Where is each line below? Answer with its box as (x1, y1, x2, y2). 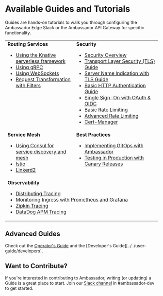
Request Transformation (16, 76, 71, 83)
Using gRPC (16, 64, 43, 70)
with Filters (16, 82, 41, 88)
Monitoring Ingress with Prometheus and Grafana (16, 196, 128, 203)
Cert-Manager (84, 118, 118, 125)
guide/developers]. (5, 248, 43, 254)
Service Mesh (7, 131, 40, 138)
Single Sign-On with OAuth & (84, 94, 151, 101)
